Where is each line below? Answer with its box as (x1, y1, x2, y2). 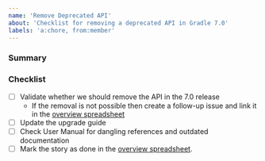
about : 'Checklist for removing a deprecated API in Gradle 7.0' (8, 19, 229, 27)
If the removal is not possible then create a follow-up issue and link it (31, 101, 257, 110)
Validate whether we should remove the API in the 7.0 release (19, 92, 221, 102)
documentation (19, 136, 70, 145)
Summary (8, 52, 48, 63)
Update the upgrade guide (19, 117, 106, 127)
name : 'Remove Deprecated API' (8, 11, 112, 20)
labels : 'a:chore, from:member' (8, 26, 115, 34)
